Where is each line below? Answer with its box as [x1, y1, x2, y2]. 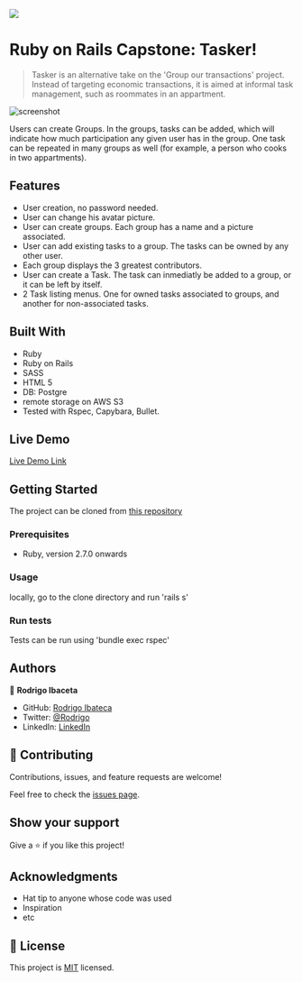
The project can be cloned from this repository [9, 506, 183, 517]
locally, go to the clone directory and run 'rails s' [9, 592, 189, 602]
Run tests [9, 614, 52, 627]
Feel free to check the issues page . [9, 789, 140, 800]
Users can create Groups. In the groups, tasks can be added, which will [9, 123, 275, 134]
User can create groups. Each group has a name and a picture [22, 221, 254, 232]
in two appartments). [9, 151, 87, 162]
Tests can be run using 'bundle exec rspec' [9, 635, 169, 646]
